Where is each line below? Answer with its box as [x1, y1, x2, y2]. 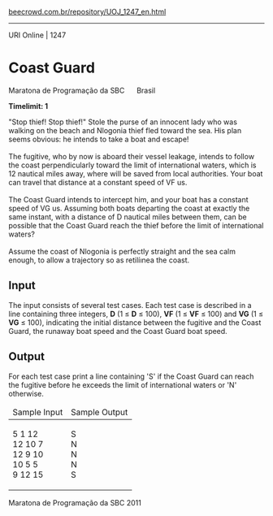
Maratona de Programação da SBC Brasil [8, 85, 156, 95]
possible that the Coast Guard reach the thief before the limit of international [8, 220, 264, 230]
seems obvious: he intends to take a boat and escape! [8, 134, 189, 144]
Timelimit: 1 [8, 101, 49, 111]
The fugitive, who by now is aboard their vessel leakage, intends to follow [8, 151, 254, 161]
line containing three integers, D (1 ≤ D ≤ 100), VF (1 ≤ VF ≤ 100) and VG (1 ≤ [8, 309, 264, 319]
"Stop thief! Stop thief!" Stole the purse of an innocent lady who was [8, 117, 238, 127]
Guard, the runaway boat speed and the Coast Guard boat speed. [8, 326, 227, 336]
